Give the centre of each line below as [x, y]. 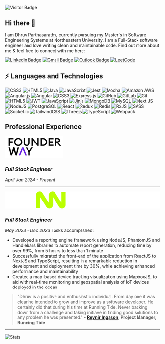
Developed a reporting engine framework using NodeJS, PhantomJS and [86, 240]
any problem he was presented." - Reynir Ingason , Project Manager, [87, 317]
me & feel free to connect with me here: [45, 50]
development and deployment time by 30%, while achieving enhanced [83, 266]
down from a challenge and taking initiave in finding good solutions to [87, 312]
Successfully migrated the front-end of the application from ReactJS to [84, 256]
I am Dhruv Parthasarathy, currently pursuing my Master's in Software [76, 35]
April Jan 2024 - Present [30, 180]
